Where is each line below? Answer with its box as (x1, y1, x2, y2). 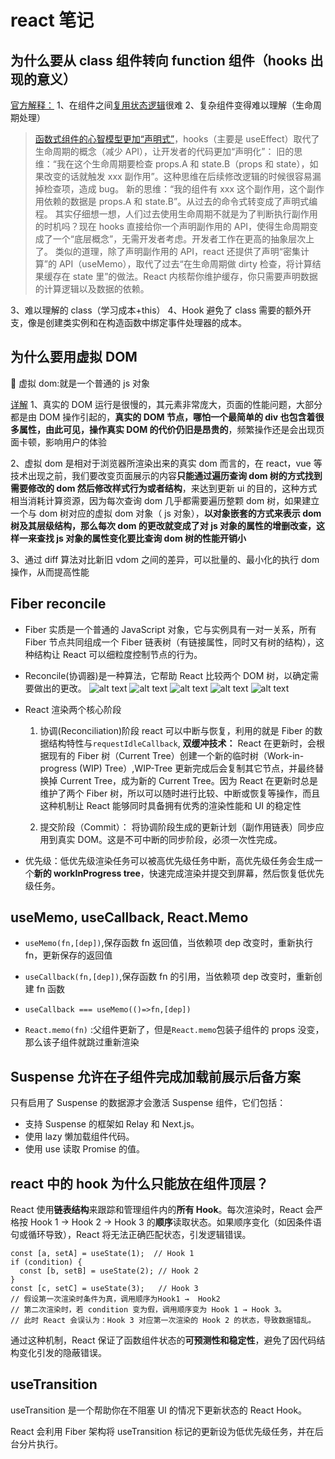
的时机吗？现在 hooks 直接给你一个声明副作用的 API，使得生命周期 (34, 221, 310, 232)
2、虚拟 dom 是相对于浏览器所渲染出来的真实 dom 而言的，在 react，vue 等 (10, 457, 323, 469)
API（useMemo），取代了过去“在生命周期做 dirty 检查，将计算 (58, 258, 313, 270)
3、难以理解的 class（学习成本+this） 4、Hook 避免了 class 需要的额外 (10, 304, 303, 316)
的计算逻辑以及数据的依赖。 (34, 283, 150, 295)
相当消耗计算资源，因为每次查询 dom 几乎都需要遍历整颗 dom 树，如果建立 (10, 494, 320, 506)
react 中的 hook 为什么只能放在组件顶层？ (10, 1175, 269, 1192)
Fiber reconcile (10, 596, 107, 613)
